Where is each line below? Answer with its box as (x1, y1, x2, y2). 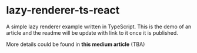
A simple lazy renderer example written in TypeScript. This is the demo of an (6, 23, 192, 30)
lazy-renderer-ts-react (6, 4, 120, 17)
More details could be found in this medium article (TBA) (6, 41, 145, 48)
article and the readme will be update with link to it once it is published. (6, 29, 178, 36)
